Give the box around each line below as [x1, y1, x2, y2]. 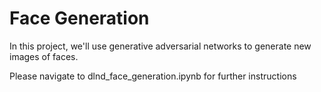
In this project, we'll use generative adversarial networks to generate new [9, 40, 312, 52]
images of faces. [9, 50, 79, 62]
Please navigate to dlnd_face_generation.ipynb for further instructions [9, 70, 297, 82]
